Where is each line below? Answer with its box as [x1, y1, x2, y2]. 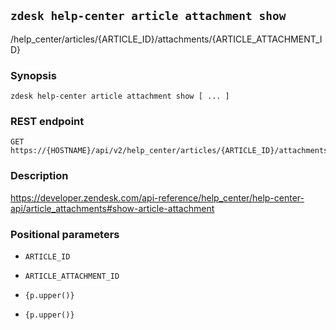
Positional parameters [10, 227, 120, 241]
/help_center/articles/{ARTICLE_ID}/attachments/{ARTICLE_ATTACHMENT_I [10, 33, 323, 45]
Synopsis [10, 68, 57, 82]
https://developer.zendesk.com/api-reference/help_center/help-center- [10, 191, 305, 204]
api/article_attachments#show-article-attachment [10, 202, 215, 214]
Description [10, 169, 69, 183]
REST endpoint [10, 115, 85, 129]
